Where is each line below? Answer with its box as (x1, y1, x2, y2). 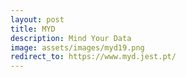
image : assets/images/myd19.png (10, 42, 145, 53)
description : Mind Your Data (10, 33, 132, 43)
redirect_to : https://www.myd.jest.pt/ (10, 52, 177, 62)
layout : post (10, 14, 65, 25)
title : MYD (10, 24, 56, 34)
